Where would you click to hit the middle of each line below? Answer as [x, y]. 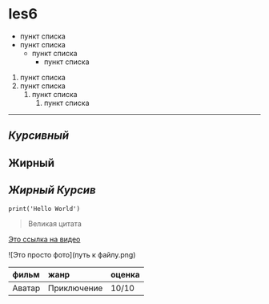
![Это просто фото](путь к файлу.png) [72, 254]
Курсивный [39, 136]
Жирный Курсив [52, 191]
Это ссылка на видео [44, 239]
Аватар [26, 288]
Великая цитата [54, 223]
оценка [125, 274]
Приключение [75, 288]
